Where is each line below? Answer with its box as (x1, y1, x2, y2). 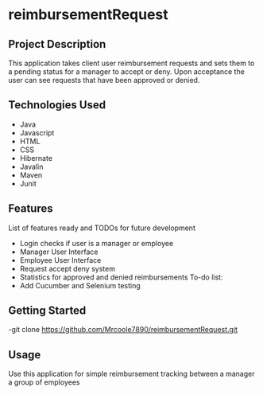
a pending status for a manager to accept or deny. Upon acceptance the (8, 67, 245, 76)
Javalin (19, 162, 44, 171)
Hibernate (19, 153, 53, 162)
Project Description (8, 37, 106, 51)
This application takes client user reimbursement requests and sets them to (8, 58, 255, 68)
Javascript (19, 127, 55, 137)
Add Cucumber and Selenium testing (19, 280, 141, 290)
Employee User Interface (19, 255, 102, 264)
